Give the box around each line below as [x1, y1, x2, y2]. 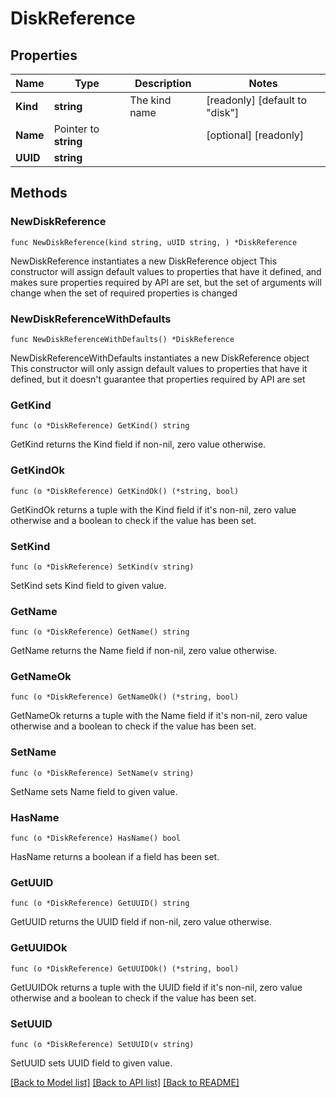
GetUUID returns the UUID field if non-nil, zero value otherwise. [10, 916, 272, 928]
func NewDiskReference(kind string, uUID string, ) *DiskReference [10, 237, 298, 247]
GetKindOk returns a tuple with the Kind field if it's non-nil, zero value [10, 503, 297, 516]
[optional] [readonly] [206, 128, 305, 142]
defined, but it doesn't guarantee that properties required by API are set [10, 373, 306, 385]
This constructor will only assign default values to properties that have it [10, 362, 308, 374]
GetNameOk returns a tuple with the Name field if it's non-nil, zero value [10, 710, 308, 722]
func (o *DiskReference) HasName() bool [10, 833, 182, 844]
